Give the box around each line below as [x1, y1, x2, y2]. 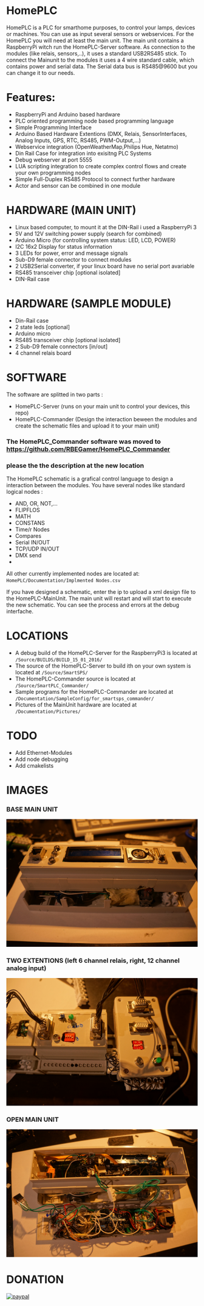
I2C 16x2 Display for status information [15, 243, 112, 250]
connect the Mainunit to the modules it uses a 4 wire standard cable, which [6, 56, 194, 63]
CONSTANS [15, 519, 46, 526]
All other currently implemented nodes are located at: [6, 569, 140, 577]
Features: [6, 91, 56, 104]
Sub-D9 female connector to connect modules [15, 255, 132, 263]
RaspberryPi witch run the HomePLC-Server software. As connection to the [6, 43, 195, 51]
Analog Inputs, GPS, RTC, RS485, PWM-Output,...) [15, 137, 141, 144]
